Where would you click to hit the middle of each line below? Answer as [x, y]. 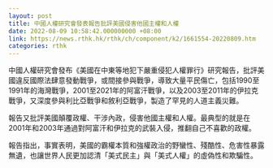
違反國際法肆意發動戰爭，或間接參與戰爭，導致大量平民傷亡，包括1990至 [137, 80]
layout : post [30, 16]
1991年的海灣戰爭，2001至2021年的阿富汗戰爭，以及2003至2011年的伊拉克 [133, 91]
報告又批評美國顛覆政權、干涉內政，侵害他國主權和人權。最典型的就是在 [129, 118]
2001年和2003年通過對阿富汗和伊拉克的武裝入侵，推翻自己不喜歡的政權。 [132, 128]
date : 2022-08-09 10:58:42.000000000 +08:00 [85, 31]
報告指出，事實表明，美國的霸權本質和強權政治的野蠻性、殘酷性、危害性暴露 [136, 145]
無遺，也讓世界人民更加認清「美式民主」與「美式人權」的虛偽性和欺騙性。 [133, 156]
